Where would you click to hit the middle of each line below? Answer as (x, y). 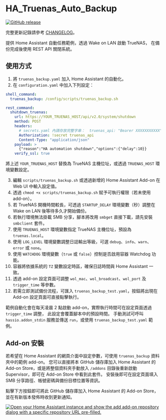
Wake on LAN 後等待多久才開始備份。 (51, 211)
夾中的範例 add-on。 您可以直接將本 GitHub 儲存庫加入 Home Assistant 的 (81, 362)
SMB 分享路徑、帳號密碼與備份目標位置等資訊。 (54, 380)
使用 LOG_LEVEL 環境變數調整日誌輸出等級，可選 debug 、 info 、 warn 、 (82, 242)
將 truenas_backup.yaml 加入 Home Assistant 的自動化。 (69, 79)
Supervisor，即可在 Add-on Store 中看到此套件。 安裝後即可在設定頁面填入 (82, 374)
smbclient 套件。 (30, 223)
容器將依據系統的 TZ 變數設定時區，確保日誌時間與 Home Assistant (80, 266)
